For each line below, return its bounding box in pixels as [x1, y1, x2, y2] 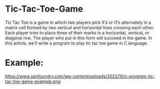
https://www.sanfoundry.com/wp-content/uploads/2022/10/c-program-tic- [5, 73, 155, 79]
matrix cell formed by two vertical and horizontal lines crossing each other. [5, 24, 154, 30]
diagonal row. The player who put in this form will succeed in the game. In [5, 35, 152, 41]
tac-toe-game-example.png [5, 78, 61, 84]
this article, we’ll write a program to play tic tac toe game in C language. [5, 40, 148, 46]
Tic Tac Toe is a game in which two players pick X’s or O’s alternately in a [5, 19, 151, 25]
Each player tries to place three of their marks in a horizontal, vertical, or [5, 30, 149, 36]
